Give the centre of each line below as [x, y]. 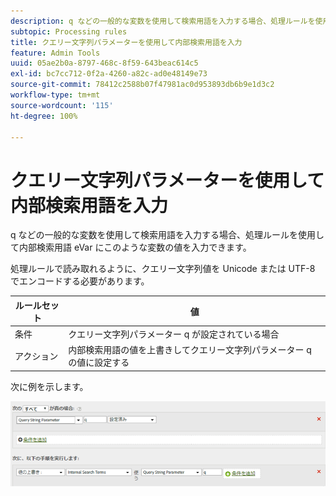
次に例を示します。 [49, 386]
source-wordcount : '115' [62, 105]
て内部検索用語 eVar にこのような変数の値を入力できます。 [131, 247]
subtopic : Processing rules [69, 31]
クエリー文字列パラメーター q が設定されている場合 [174, 334]
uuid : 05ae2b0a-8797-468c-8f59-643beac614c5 [104, 63]
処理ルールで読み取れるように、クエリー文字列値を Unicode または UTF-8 [163, 269]
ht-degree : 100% [44, 116]
